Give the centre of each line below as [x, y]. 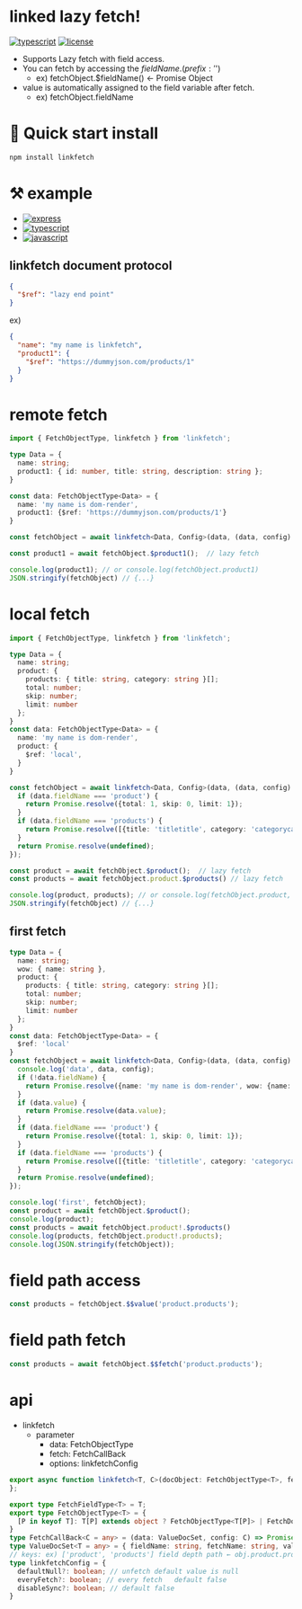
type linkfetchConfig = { [58, 1563]
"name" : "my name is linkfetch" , [80, 345]
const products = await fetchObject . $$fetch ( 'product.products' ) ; [136, 1365]
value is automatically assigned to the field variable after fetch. [138, 87]
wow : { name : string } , [62, 969]
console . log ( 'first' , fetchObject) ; [78, 1203]
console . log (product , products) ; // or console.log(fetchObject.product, [151, 895]
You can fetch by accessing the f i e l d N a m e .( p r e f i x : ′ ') [121, 68]
